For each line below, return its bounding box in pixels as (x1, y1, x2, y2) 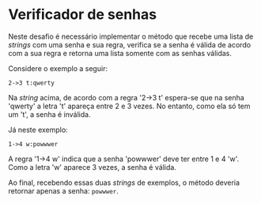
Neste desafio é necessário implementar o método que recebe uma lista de (8, 32, 254, 41)
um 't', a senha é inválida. (8, 109, 91, 119)
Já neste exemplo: (8, 125, 69, 134)
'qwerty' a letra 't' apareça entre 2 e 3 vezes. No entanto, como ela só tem (8, 101, 251, 111)
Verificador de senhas (8, 6, 157, 24)
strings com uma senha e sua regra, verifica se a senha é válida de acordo (8, 39, 252, 49)
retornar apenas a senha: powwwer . (8, 186, 119, 195)
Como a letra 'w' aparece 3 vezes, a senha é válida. (8, 162, 176, 171)
